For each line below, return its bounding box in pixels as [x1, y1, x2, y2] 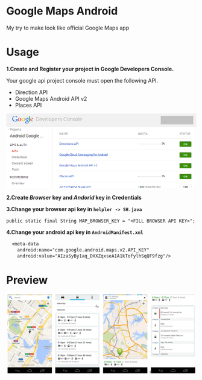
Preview [6, 273, 48, 287]
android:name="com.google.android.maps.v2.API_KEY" [17, 247, 150, 253]
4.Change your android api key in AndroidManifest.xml [6, 229, 144, 236]
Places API [14, 101, 42, 109]
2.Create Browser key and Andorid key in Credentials [6, 194, 142, 201]
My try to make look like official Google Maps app [6, 24, 130, 31]
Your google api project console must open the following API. [6, 77, 159, 84]
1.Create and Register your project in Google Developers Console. [6, 65, 174, 72]
